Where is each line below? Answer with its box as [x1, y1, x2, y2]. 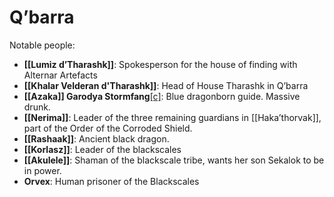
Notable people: [9, 39, 76, 51]
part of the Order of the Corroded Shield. [23, 122, 193, 134]
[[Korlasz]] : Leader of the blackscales [23, 143, 182, 155]
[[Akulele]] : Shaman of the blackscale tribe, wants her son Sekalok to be [23, 154, 325, 166]
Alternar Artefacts [23, 69, 98, 81]
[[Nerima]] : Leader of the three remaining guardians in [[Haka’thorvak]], [23, 111, 322, 123]
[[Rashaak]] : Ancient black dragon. [23, 132, 170, 145]
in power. [23, 164, 62, 176]
